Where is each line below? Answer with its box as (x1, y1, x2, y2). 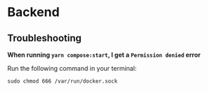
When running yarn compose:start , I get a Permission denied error (7, 50, 201, 59)
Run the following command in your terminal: (7, 64, 137, 72)
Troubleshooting (7, 32, 82, 44)
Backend (7, 4, 60, 20)
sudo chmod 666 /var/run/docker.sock (7, 78, 118, 85)
